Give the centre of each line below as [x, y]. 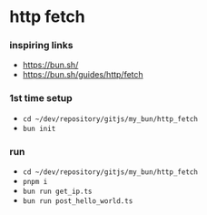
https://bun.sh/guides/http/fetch [83, 75]
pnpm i [35, 182]
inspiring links [41, 46]
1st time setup [41, 98]
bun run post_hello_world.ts [78, 201]
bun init [39, 128]
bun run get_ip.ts [57, 192]
